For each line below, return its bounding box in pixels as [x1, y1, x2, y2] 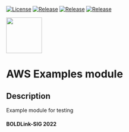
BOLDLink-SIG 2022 [6, 120, 57, 127]
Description [6, 91, 51, 101]
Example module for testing [6, 107, 74, 114]
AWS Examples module [6, 67, 124, 81]
